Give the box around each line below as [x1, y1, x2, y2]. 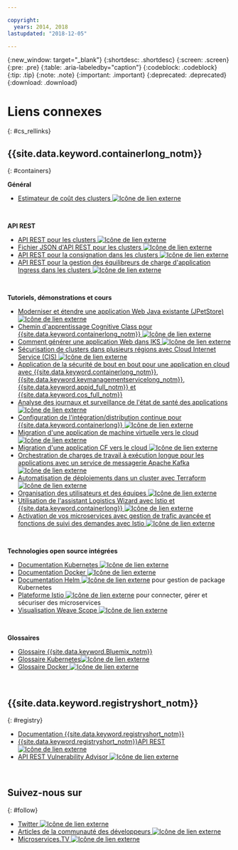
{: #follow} [7, 806, 38, 814]
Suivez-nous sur [7, 787, 82, 799]
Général [7, 180, 32, 189]
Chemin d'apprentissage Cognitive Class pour [17, 322, 153, 331]
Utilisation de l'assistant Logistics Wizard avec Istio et [17, 497, 175, 505]
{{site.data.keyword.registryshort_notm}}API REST [17, 737, 166, 745]
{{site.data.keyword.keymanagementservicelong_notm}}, [17, 375, 185, 384]
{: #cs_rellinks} [7, 127, 51, 135]
